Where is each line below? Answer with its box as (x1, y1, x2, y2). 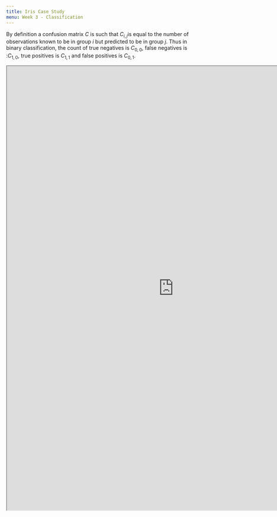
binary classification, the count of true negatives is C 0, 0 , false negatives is (6, 44, 188, 53)
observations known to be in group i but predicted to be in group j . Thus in (6, 38, 188, 45)
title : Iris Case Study (6, 8, 65, 15)
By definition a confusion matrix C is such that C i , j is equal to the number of (6, 30, 189, 39)
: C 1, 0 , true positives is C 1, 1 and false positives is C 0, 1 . (6, 52, 136, 60)
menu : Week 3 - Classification (6, 14, 83, 20)
